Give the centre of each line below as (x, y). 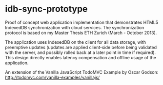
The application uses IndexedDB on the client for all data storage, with (76, 42)
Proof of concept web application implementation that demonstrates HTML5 (82, 22)
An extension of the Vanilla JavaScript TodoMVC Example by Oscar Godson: (82, 72)
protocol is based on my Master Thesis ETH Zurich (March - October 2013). (81, 33)
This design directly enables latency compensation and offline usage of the (81, 57)
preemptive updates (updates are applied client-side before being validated (81, 47)
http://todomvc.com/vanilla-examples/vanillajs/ (52, 77)
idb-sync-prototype (46, 9)
